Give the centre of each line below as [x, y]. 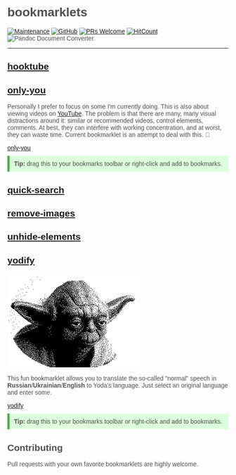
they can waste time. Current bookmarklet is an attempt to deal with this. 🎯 [109, 135]
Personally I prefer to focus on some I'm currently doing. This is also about [108, 107]
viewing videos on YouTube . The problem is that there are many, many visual [112, 114]
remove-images [41, 213]
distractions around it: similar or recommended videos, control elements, [105, 121]
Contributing [35, 448]
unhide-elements [44, 236]
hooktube [28, 66]
